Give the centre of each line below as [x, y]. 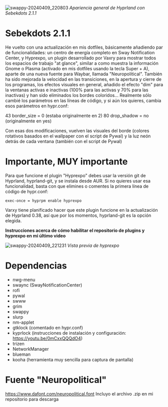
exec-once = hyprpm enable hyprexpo [43, 201]
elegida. [14, 220]
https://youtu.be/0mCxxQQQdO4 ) [47, 338]
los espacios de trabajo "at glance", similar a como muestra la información [82, 63]
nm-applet [23, 322]
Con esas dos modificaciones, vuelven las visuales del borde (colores [77, 130]
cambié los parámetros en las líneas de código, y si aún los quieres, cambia [83, 100]
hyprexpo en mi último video [36, 235]
